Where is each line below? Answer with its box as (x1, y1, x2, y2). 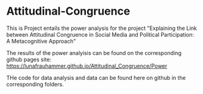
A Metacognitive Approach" (6, 37, 76, 45)
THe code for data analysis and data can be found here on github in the (6, 74, 186, 81)
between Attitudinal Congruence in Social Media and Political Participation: (6, 31, 194, 38)
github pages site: (6, 56, 52, 63)
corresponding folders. (6, 81, 64, 88)
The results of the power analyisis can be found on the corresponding (6, 49, 182, 56)
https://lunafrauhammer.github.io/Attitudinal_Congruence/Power (6, 62, 168, 70)
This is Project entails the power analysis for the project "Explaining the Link (6, 24, 197, 32)
